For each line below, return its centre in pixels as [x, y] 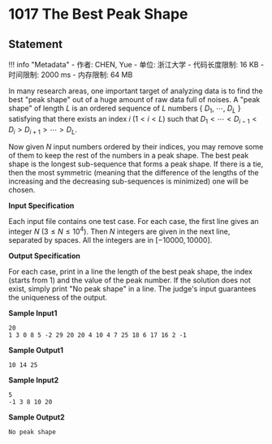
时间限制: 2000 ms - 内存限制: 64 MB [71, 75]
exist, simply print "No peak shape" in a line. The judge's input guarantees [132, 289]
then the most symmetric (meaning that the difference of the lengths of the [134, 173]
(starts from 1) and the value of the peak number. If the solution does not [130, 280]
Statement [36, 44]
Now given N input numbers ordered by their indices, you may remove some [136, 147]
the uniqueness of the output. [58, 298]
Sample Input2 [34, 380]
